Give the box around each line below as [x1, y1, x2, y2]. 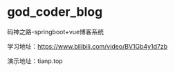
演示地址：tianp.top [7, 56, 64, 65]
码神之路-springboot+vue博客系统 [7, 27, 104, 36]
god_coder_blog [7, 4, 103, 20]
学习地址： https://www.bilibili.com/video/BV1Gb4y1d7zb [7, 42, 168, 50]
